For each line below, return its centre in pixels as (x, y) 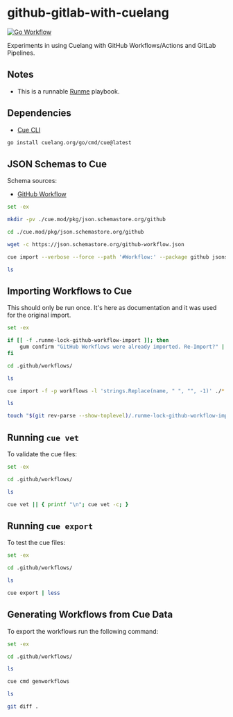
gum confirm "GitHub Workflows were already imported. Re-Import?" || (124, 347)
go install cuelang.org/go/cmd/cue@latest (69, 142)
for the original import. (39, 315)
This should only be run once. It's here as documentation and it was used (112, 308)
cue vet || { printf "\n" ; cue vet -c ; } (68, 504)
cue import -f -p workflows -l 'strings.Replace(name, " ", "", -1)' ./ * (116, 391)
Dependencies (39, 113)
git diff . (23, 707)
